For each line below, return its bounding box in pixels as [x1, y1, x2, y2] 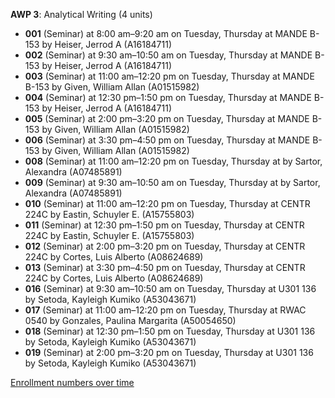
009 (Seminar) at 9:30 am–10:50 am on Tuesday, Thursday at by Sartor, [24, 177, 321, 188]
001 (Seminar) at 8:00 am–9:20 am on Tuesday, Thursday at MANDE [24, 28, 308, 39]
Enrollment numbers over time [10, 377, 135, 388]
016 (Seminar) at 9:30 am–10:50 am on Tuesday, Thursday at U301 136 [24, 283, 317, 294]
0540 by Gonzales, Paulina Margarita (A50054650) [24, 315, 237, 326]
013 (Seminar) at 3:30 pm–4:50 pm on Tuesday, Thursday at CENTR [24, 262, 306, 273]
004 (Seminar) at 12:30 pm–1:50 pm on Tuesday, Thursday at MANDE [24, 92, 312, 103]
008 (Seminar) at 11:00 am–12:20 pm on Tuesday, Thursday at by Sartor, [24, 155, 323, 167]
